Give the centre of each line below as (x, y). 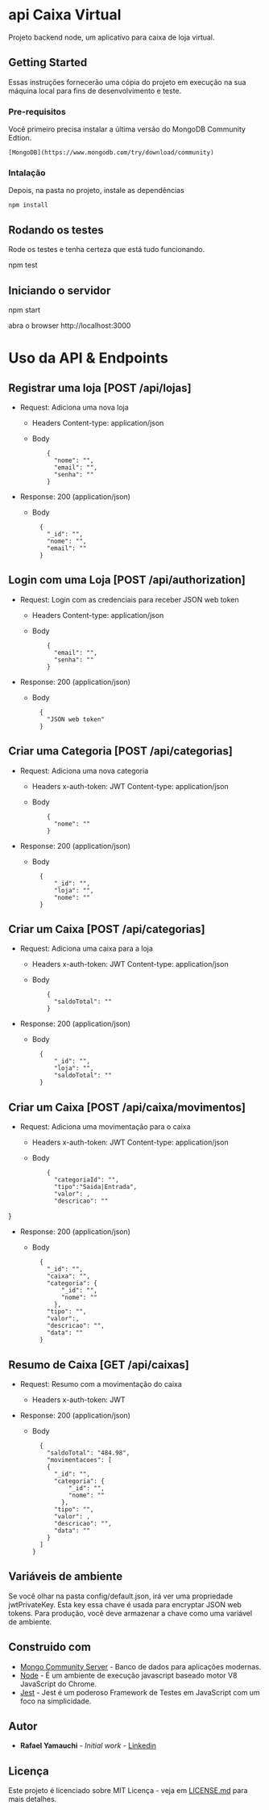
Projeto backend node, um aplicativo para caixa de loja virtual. (112, 37)
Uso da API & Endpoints (89, 358)
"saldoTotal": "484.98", (89, 1453)
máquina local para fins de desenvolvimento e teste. (95, 90)
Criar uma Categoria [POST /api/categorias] (121, 752)
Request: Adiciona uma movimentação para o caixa (105, 1127)
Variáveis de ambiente (66, 1577)
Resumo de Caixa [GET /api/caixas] (99, 1365)
